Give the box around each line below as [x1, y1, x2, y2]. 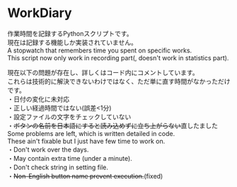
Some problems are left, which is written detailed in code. [7, 129, 175, 137]
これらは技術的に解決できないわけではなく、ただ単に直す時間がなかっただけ [7, 76, 231, 86]
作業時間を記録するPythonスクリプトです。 [7, 29, 133, 38]
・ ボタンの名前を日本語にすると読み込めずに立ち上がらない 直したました [7, 121, 218, 130]
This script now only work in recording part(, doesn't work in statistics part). [7, 53, 229, 62]
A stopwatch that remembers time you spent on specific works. [7, 46, 192, 55]
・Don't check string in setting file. [7, 163, 108, 171]
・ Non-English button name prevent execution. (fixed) [7, 171, 163, 180]
